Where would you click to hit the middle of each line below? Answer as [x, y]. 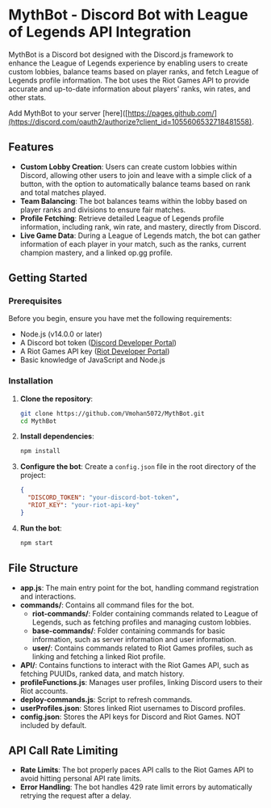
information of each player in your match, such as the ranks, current [133, 243]
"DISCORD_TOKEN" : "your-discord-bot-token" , [104, 498]
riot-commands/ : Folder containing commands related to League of [145, 613]
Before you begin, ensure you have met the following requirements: [120, 319]
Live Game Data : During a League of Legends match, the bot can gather [140, 235]
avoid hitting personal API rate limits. [81, 779]
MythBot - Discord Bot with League [128, 15]
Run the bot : [41, 528]
